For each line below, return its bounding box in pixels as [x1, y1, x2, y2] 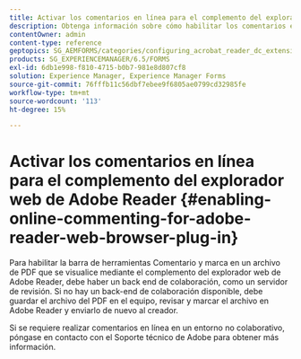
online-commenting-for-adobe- [9, 208, 252, 229]
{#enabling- [180, 189, 271, 210]
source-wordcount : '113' [9, 96, 102, 106]
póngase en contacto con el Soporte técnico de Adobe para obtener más [9, 332, 279, 343]
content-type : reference [9, 38, 102, 48]
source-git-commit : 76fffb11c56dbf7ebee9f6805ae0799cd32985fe [9, 80, 246, 89]
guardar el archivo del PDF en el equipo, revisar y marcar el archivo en [9, 295, 270, 306]
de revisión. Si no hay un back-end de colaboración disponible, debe [9, 286, 263, 297]
